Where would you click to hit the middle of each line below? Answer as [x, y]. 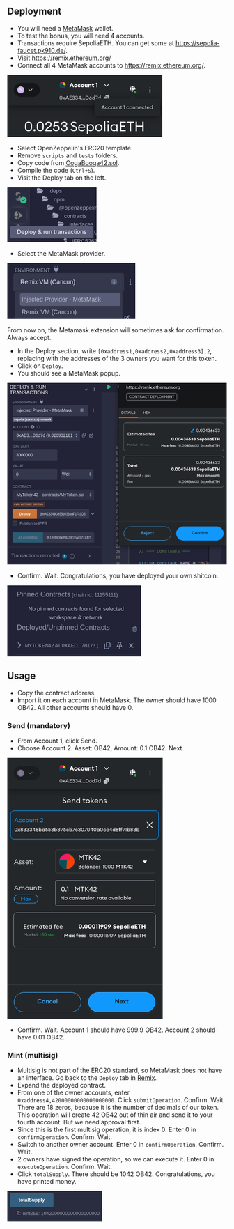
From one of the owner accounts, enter [73, 1092]
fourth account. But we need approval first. [79, 1122]
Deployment [34, 11]
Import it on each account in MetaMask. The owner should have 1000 [117, 700]
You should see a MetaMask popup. [69, 373]
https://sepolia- [197, 43]
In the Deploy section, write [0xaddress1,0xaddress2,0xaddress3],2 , [115, 350]
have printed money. [47, 1182]
